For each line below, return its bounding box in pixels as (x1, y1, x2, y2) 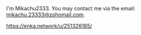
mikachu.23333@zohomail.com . (6, 11, 85, 18)
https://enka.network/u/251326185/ (6, 23, 92, 29)
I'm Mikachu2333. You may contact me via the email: (6, 5, 136, 12)
